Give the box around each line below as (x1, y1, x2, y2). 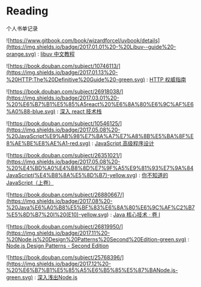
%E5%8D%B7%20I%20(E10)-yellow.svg (6, 211, 107, 218)
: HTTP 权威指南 (146, 76, 187, 83)
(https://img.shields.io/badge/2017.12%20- (6, 260, 112, 267)
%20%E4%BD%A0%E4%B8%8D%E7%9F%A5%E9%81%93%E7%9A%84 (6, 164, 194, 172)
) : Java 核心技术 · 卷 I (107, 211, 160, 218)
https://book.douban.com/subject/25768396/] (10, 253, 124, 261)
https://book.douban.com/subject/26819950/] (10, 223, 124, 230)
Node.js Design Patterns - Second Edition (6, 242, 109, 249)
